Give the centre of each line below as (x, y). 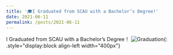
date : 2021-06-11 (27, 17)
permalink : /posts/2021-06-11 (43, 22)
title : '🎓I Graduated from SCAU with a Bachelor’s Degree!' (82, 11)
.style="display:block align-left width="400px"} (63, 46)
